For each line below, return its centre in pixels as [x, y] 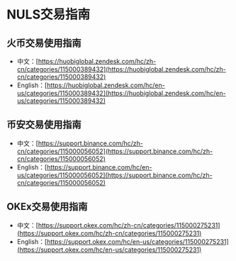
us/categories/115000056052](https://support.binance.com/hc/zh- [115, 175]
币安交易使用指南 [44, 125]
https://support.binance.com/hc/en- [99, 167]
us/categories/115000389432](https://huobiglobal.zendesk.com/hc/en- [121, 93]
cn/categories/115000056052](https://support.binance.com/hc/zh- [115, 151]
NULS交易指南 [49, 15]
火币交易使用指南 [44, 43]
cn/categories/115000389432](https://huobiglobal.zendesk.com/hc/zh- [121, 69]
